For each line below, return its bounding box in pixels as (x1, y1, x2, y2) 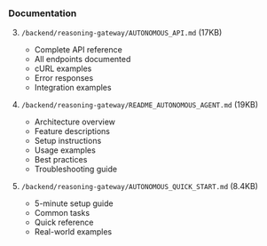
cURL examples (34, 63, 92, 74)
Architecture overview (34, 116, 116, 127)
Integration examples (34, 83, 112, 93)
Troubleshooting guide (34, 163, 117, 175)
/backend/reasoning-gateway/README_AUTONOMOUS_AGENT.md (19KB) (20, 99, 259, 110)
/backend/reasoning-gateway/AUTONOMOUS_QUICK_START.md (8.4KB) (20, 181, 259, 192)
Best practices (34, 155, 88, 165)
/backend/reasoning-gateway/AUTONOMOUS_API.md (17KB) (20, 28, 223, 38)
